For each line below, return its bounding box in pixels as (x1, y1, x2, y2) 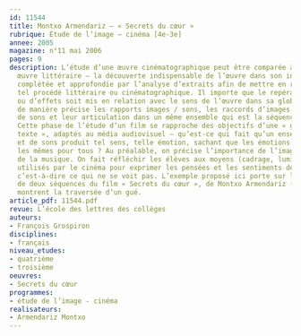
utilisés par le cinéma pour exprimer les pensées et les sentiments (17, 163, 282, 172)
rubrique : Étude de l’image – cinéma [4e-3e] (9, 30, 182, 39)
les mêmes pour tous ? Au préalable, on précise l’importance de (17, 146, 267, 155)
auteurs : (9, 212, 42, 222)
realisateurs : (9, 305, 63, 314)
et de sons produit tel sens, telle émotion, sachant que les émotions (17, 138, 291, 147)
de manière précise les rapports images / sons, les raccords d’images (17, 105, 291, 114)
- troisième (9, 263, 54, 272)
